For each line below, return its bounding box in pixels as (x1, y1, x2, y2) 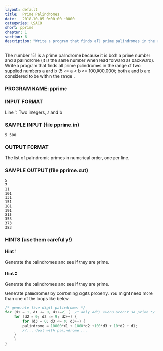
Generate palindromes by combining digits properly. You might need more (5, 291, 153, 296)
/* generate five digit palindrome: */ (5, 305, 86, 310)
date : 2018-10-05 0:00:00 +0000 (5, 16, 75, 21)
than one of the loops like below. (5, 296, 70, 302)
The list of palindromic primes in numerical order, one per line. (5, 155, 130, 161)
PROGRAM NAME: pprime (5, 85, 67, 92)
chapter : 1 (5, 30, 27, 35)
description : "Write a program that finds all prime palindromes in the (5, 39, 155, 44)
